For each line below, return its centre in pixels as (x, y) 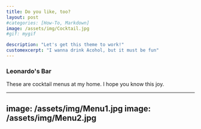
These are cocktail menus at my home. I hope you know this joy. (85, 84)
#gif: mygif (21, 34)
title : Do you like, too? (38, 12)
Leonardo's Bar (29, 71)
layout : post (22, 17)
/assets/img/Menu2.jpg (51, 118)
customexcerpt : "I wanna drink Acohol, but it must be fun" (83, 50)
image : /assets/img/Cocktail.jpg (48, 28)
